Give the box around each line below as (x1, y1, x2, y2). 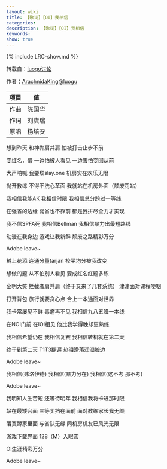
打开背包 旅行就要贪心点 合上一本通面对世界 (6, 295, 114, 302)
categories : (6, 20, 36, 26)
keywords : (6, 31, 31, 37)
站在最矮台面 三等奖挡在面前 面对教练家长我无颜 (6, 407, 125, 414)
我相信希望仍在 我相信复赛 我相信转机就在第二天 (6, 333, 125, 341)
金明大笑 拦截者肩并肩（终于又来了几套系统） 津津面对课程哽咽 (6, 283, 162, 290)
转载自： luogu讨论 (6, 65, 52, 72)
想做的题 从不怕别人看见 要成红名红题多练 (6, 270, 109, 277)
